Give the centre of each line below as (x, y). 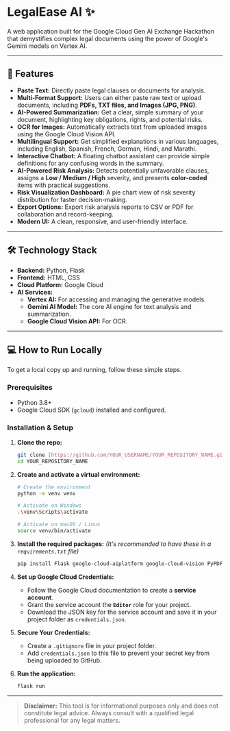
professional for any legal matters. (72, 720)
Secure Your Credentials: (53, 632)
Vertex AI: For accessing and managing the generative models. (117, 299)
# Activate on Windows (49, 506)
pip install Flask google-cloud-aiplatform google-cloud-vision (111, 563)
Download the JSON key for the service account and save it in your (122, 612)
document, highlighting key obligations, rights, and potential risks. (110, 119)
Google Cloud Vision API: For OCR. (77, 321)
